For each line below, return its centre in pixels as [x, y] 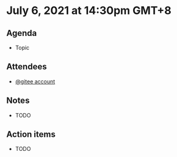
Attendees [27, 67]
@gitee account [35, 81]
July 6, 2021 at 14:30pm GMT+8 [89, 11]
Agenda [22, 33]
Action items [31, 134]
